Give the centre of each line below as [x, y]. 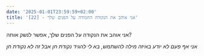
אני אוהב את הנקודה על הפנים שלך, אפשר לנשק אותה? [69, 34]
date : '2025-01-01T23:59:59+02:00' [52, 12]
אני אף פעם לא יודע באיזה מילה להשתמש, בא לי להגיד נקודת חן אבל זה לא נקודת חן [102, 46]
